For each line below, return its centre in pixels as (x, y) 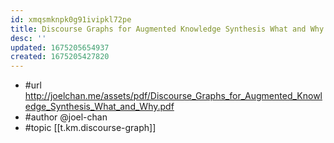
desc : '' (28, 38)
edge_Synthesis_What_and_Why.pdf (99, 107)
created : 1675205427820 (60, 57)
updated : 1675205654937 (60, 47)
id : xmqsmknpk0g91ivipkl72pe (71, 19)
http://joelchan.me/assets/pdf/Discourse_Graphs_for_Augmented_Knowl (173, 96)
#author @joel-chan (66, 117)
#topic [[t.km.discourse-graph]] (90, 128)
